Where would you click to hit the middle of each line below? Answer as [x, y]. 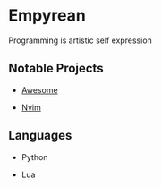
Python [34, 157]
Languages [40, 136]
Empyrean [47, 16]
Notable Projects [56, 68]
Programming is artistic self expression [80, 40]
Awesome [40, 89]
